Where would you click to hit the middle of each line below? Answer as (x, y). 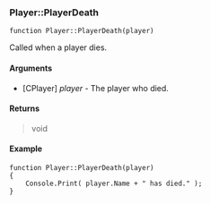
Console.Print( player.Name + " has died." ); (114, 183)
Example (26, 149)
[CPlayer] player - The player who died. (95, 88)
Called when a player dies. (58, 47)
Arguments (31, 68)
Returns (25, 108)
